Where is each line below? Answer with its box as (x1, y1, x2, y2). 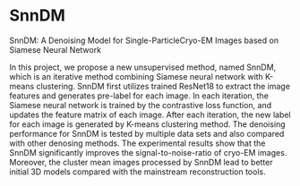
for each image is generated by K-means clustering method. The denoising (9, 118, 286, 130)
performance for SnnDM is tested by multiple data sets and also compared (9, 128, 285, 139)
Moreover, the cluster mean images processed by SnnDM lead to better (9, 156, 273, 167)
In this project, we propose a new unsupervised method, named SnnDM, (9, 62, 277, 72)
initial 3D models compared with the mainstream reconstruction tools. (9, 166, 266, 177)
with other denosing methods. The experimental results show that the (9, 138, 266, 148)
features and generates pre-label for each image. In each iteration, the (9, 90, 269, 101)
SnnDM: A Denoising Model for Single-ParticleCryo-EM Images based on (9, 35, 279, 46)
